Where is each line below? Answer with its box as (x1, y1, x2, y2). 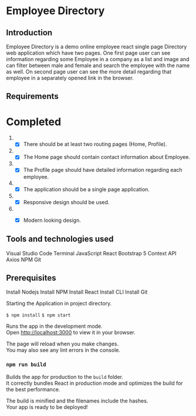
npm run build (6, 361, 46, 368)
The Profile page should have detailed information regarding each (23, 167, 183, 174)
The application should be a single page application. (23, 185, 150, 192)
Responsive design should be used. (23, 198, 110, 205)
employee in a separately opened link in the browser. (6, 75, 134, 81)
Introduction (6, 28, 53, 38)
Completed (6, 115, 62, 128)
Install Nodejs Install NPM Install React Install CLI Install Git (6, 288, 148, 295)
